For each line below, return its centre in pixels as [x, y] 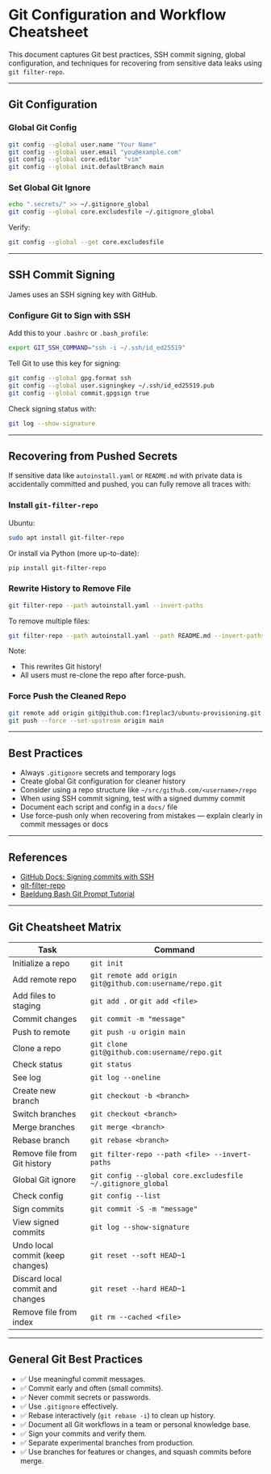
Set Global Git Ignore [50, 188]
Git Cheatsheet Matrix [65, 927]
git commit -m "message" [138, 1019]
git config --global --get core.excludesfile [86, 243]
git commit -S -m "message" [144, 1209]
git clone [109, 1044]
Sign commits [38, 1209]
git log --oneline [125, 1077]
